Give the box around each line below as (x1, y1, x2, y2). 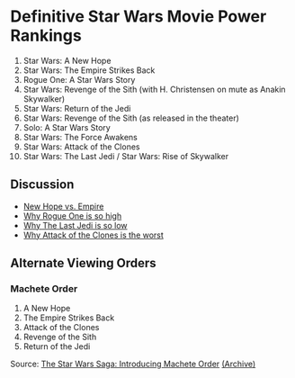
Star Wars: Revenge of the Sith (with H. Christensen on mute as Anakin (22, 84, 286, 94)
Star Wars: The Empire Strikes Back (22, 65, 156, 76)
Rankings (10, 25, 82, 46)
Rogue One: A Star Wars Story (22, 74, 136, 85)
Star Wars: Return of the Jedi (22, 103, 131, 113)
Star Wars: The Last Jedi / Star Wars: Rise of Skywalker (22, 150, 228, 161)
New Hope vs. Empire (22, 201, 104, 211)
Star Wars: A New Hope (22, 55, 112, 66)
